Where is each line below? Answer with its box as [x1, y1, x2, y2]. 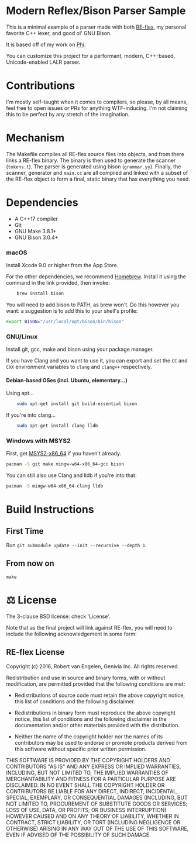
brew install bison [16, 291, 64, 296]
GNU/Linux [6, 332, 38, 340]
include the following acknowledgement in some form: [6, 630, 137, 637]
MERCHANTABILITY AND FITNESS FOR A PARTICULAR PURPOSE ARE [6, 775, 177, 782]
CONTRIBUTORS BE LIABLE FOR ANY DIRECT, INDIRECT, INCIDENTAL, [6, 787, 178, 794]
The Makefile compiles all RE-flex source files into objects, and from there [6, 150, 184, 157]
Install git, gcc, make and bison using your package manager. [6, 346, 154, 353]
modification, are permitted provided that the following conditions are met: [6, 680, 185, 687]
